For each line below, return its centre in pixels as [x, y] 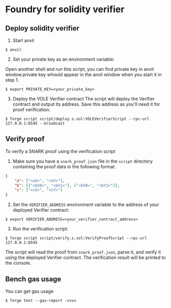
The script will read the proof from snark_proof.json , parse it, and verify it [83, 252]
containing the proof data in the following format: [64, 166]
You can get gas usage [29, 291]
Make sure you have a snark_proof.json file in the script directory [83, 161]
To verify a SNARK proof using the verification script [60, 151]
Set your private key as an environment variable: [64, 59]
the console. [18, 263]
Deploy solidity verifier [42, 28]
